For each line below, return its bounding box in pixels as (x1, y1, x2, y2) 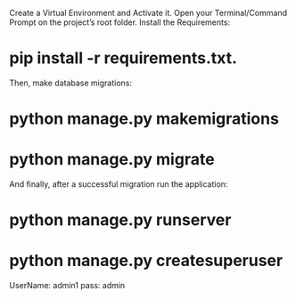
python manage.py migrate (9, 149, 216, 170)
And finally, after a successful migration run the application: (9, 179, 228, 190)
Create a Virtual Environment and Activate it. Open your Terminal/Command (9, 8, 288, 18)
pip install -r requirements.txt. (9, 48, 238, 69)
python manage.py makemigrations (9, 109, 279, 129)
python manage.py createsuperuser (9, 251, 284, 271)
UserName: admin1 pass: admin (9, 280, 126, 291)
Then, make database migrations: (9, 77, 132, 88)
